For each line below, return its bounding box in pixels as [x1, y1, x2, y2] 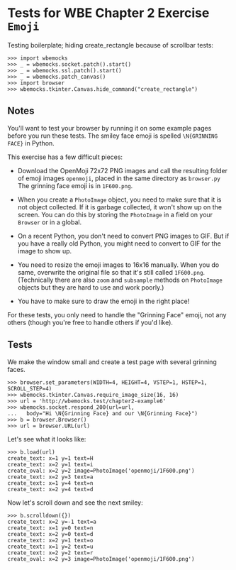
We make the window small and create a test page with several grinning [7, 357, 218, 366]
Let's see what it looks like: [7, 434, 86, 443]
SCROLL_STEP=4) [7, 385, 52, 392]
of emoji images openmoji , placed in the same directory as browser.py [17, 174, 221, 182]
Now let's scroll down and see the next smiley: [7, 498, 143, 507]
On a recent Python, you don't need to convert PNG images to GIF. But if [17, 231, 230, 240]
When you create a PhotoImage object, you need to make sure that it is [17, 195, 222, 204]
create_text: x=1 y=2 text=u [7, 543, 94, 550]
